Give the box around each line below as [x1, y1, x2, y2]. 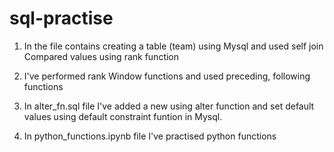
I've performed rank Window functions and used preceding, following [23, 70, 311, 82]
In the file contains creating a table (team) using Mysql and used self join [23, 40, 324, 52]
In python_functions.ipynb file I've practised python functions [23, 130, 277, 142]
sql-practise [9, 7, 114, 30]
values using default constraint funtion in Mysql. [23, 110, 223, 122]
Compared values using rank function [23, 50, 180, 62]
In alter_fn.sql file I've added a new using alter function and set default [23, 100, 315, 112]
